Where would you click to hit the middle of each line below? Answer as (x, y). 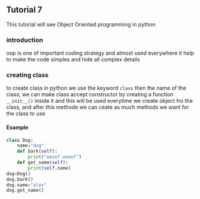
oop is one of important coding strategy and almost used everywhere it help (100, 53)
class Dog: (20, 140)
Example (17, 127)
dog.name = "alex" (26, 185)
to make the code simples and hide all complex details (73, 60)
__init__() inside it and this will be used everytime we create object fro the (100, 101)
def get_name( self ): (43, 163)
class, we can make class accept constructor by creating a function (90, 94)
